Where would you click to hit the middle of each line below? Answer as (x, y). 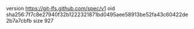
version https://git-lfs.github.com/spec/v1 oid (61, 8)
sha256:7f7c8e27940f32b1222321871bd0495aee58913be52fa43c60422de (97, 14)
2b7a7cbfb (19, 21)
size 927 (43, 21)
